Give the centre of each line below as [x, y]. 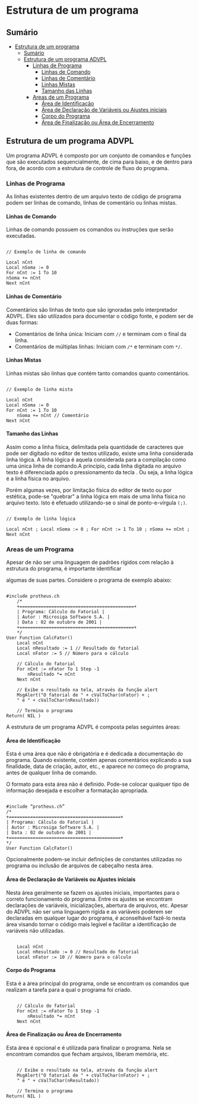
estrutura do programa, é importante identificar [64, 569]
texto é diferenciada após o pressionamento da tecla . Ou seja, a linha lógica [99, 472]
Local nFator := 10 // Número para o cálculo [74, 957]
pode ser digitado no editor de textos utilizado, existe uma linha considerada [100, 453]
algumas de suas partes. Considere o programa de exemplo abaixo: [89, 580]
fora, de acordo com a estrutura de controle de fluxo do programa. [88, 168]
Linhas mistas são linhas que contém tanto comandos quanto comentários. [98, 373]
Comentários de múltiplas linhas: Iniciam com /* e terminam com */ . [98, 346]
